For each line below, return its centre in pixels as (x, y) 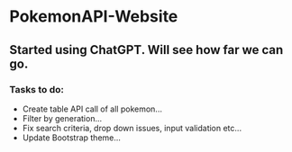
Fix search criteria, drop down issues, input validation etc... (132, 128)
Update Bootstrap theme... (72, 138)
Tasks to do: (37, 89)
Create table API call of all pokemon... (92, 109)
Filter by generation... (62, 118)
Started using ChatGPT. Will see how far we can (146, 50)
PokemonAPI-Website (94, 17)
